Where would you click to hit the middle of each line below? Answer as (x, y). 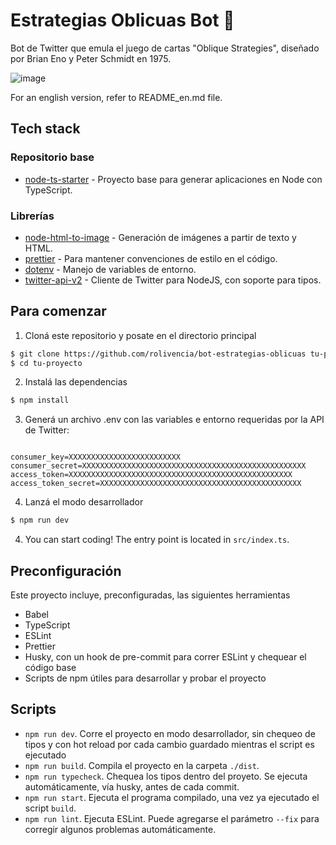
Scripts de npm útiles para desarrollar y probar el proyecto (145, 678)
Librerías (32, 216)
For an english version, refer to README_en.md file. (116, 97)
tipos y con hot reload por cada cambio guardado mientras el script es (169, 744)
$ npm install (40, 400)
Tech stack (45, 129)
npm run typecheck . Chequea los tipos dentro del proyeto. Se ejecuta (166, 776)
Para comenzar (58, 311)
